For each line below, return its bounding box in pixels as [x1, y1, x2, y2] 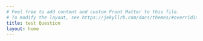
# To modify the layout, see [6, 14, 80, 20]
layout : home [6, 25, 39, 32]
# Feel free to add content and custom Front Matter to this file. [6, 8, 180, 15]
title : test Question [6, 20, 61, 26]
